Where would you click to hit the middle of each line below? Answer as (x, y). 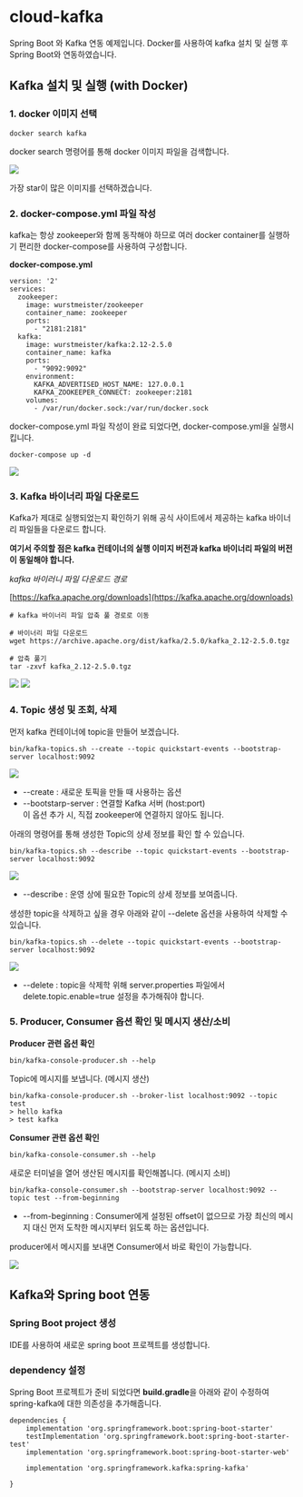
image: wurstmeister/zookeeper (85, 305)
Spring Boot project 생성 (63, 1324)
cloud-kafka (57, 17)
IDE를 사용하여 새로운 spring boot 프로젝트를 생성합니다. (110, 1344)
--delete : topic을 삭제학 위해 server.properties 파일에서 (123, 985)
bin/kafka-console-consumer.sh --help (83, 1155)
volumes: (42, 400)
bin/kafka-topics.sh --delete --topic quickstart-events (119, 942)
